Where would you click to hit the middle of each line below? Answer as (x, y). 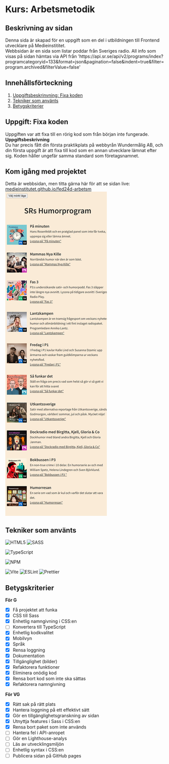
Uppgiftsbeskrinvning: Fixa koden (48, 95)
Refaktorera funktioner (36, 667)
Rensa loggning (29, 650)
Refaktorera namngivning (39, 684)
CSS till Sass (26, 616)
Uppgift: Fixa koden (37, 122)
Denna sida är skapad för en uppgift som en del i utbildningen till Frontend (82, 40)
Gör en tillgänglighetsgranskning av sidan (56, 716)
